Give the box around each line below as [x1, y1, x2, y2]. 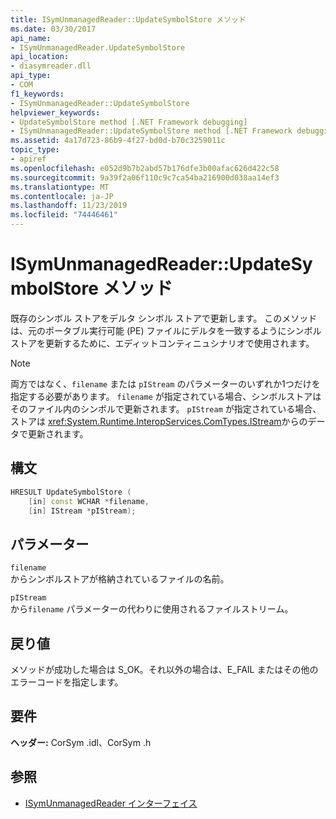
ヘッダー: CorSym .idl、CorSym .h [10, 736, 152, 748]
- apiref [10, 154, 47, 164]
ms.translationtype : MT [10, 182, 110, 192]
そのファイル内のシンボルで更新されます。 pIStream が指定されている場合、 [10, 402, 322, 415]
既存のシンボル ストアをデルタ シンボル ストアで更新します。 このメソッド [10, 312, 318, 324]
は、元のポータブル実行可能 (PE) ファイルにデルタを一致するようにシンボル [10, 324, 322, 336]
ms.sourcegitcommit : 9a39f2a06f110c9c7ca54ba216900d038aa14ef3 [10, 172, 280, 183]
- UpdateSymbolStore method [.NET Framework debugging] [10, 117, 248, 127]
